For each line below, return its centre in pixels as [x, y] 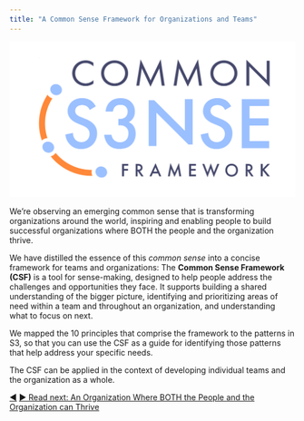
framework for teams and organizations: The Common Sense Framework [147, 267]
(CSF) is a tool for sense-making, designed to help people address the [141, 277]
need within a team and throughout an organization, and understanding [142, 306]
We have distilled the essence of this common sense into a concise [135, 258]
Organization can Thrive [54, 406]
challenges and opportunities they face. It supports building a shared [138, 287]
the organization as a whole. [62, 379]
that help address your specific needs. [81, 352]
